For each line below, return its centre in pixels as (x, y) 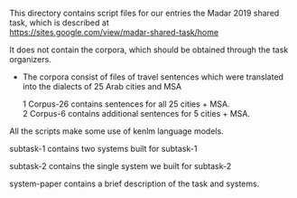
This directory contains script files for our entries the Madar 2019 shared (144, 13)
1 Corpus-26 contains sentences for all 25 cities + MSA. (126, 104)
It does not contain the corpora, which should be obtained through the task (149, 50)
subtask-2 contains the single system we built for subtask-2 (121, 166)
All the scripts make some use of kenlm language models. (116, 131)
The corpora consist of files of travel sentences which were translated (153, 77)
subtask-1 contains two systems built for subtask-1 (103, 149)
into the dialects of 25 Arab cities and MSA (102, 86)
